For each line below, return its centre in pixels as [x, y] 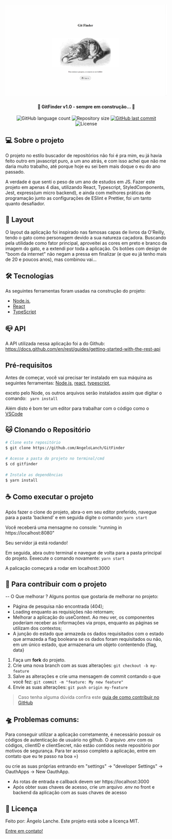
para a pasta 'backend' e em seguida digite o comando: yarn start [76, 517]
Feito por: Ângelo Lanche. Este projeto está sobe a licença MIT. [72, 821]
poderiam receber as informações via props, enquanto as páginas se [86, 623]
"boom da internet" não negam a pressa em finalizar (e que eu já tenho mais [86, 254]
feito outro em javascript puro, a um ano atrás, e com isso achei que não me [86, 161]
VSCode [14, 414]
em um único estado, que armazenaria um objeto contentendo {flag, [85, 645]
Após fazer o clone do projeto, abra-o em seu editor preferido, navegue [81, 512]
